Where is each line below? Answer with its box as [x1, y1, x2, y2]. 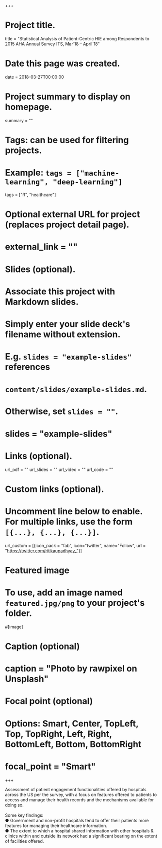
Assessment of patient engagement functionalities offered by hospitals [5, 786, 147, 792]
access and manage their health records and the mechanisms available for [5, 796, 154, 803]
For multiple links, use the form [5, 516, 133, 527]
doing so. [5, 802, 24, 808]
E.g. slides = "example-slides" [5, 351, 132, 362]
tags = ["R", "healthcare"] [5, 192, 56, 198]
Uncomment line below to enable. [5, 505, 143, 517]
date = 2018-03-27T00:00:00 [5, 74, 64, 80]
